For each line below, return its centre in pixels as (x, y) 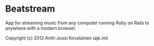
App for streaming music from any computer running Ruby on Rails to (77, 23)
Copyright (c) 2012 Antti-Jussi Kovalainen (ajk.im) (57, 38)
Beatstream (30, 9)
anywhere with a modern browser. (41, 28)
